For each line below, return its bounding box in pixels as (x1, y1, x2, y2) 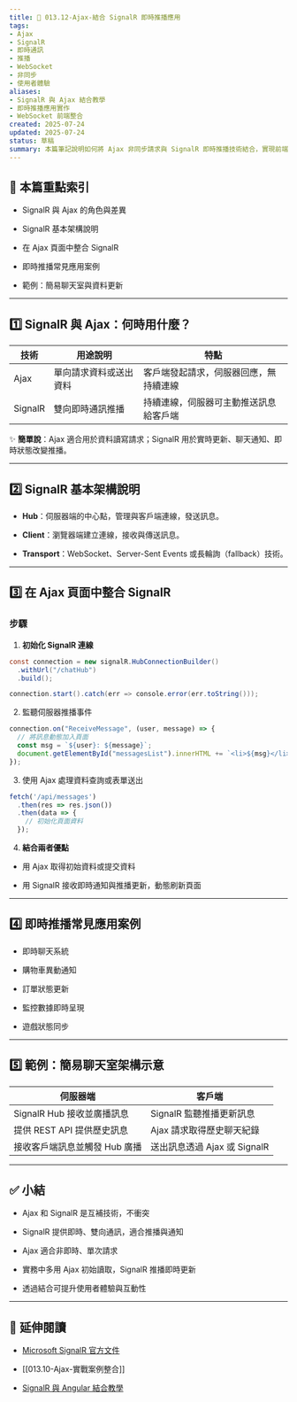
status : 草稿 (9, 136, 55, 145)
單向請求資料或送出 (53, 367, 134, 379)
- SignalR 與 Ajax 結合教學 (9, 95, 106, 105)
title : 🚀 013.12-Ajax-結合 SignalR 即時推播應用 (9, 12, 181, 22)
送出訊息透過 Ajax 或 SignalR (149, 1140, 270, 1152)
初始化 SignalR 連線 (21, 639, 95, 650)
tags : (9, 21, 29, 30)
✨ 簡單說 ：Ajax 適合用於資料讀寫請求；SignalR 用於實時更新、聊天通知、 (9, 434, 275, 445)
